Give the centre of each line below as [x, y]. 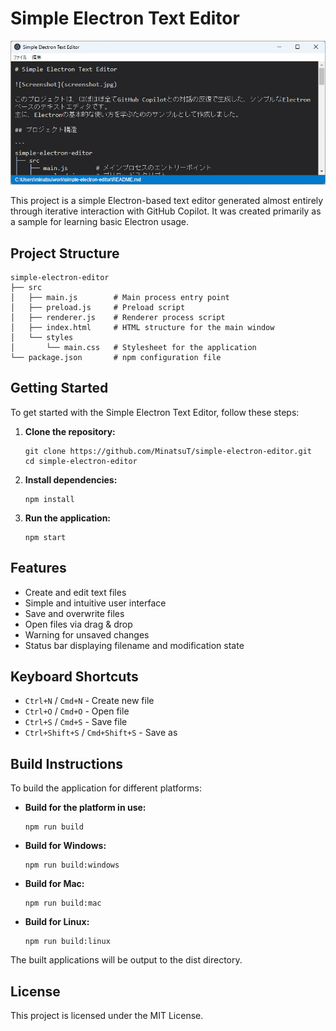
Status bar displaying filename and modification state [134, 645]
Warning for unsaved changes [87, 634]
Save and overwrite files [74, 613]
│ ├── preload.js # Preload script [98, 307]
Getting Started [59, 388]
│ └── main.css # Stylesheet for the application [133, 347]
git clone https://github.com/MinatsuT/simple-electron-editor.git [168, 451]
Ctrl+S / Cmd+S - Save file [76, 722]
